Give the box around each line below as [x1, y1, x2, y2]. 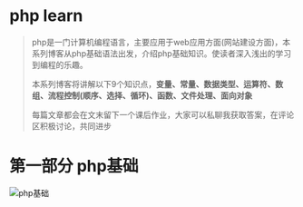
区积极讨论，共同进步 [31, 120, 112, 132]
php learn [9, 5, 83, 26]
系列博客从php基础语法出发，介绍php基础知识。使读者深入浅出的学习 [31, 47, 292, 59]
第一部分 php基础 [9, 156, 139, 177]
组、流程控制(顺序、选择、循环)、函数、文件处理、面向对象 [31, 90, 253, 101]
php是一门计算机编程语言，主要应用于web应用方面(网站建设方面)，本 [31, 36, 291, 47]
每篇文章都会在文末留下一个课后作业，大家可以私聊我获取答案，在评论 [31, 109, 295, 120]
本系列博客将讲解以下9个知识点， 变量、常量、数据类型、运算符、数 [31, 78, 284, 89]
